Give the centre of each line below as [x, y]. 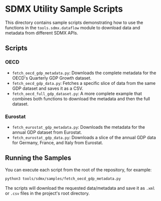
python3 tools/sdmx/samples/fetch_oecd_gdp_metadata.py [63, 179]
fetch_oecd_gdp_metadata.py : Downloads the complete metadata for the [84, 73]
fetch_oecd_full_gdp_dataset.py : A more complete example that [77, 93]
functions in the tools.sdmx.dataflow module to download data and [73, 27]
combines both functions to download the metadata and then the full [81, 99]
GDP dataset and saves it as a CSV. [48, 88]
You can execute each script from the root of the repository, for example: [79, 170]
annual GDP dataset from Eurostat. [47, 132]
